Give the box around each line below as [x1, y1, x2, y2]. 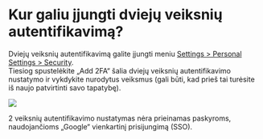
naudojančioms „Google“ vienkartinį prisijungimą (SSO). [8, 121, 193, 131]
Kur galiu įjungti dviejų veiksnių [8, 6, 223, 24]
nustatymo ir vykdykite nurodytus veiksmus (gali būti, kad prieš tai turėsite [8, 74, 255, 84]
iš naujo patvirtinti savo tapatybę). [8, 82, 121, 93]
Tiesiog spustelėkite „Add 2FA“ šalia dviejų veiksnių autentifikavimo [8, 66, 232, 75]
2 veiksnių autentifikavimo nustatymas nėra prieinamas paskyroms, [8, 113, 232, 123]
